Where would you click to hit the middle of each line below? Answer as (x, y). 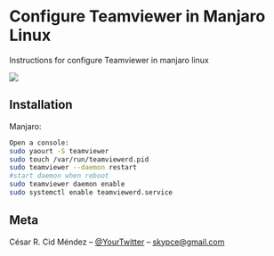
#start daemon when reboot (59, 176)
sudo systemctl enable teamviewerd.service (91, 193)
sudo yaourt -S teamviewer (59, 151)
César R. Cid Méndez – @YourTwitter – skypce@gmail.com (117, 242)
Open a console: (39, 143)
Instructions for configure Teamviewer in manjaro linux (109, 60)
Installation (41, 105)
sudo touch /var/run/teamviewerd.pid (79, 159)
